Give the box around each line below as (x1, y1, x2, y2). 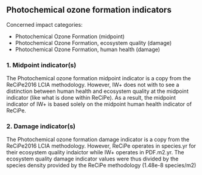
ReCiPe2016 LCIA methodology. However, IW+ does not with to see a (6, 81, 179, 89)
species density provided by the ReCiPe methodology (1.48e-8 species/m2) (6, 162, 197, 169)
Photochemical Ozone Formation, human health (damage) (15, 46, 160, 53)
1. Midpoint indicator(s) (6, 61, 77, 69)
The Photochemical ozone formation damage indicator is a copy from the (6, 136, 190, 143)
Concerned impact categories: (6, 21, 83, 28)
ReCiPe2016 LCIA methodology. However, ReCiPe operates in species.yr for (6, 142, 197, 149)
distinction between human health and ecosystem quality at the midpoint (6, 87, 189, 95)
